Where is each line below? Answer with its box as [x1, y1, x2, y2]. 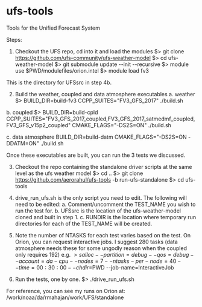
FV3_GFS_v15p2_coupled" [6, 121, 71, 128]
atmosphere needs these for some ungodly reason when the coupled [14, 244, 187, 252]
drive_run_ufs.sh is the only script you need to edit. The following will [14, 194, 187, 201]
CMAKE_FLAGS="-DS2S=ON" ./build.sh [72, 121, 172, 128]
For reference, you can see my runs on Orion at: [6, 287, 125, 294]
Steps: [6, 36, 22, 43]
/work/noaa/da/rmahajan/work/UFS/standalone [6, 294, 124, 301]
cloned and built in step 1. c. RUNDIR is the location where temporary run [14, 213, 197, 220]
